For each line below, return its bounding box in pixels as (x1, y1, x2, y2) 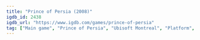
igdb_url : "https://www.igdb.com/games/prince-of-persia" (6, 19, 154, 25)
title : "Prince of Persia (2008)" (6, 8, 93, 15)
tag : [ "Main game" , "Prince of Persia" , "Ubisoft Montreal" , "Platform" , (6, 25, 195, 31)
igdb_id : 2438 (6, 14, 42, 20)
